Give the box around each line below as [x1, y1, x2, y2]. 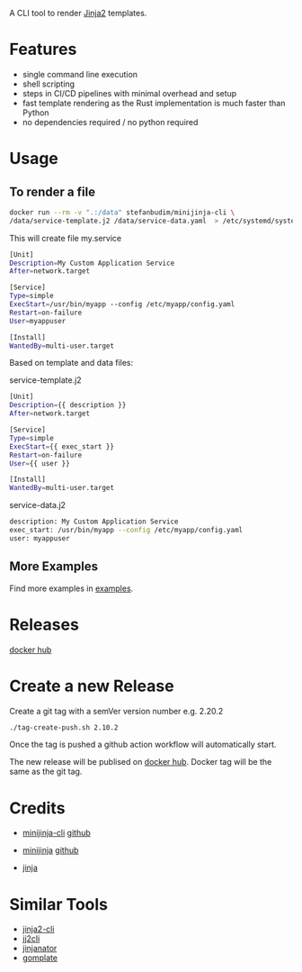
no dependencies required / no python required [22, 116, 199, 127]
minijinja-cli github [22, 828, 92, 839]
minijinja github [22, 845, 79, 856]
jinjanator [22, 943, 58, 954]
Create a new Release [9, 676, 174, 696]
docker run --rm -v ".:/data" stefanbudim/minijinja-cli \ [9, 207, 235, 217]
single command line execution [22, 68, 138, 79]
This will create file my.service [9, 232, 122, 243]
